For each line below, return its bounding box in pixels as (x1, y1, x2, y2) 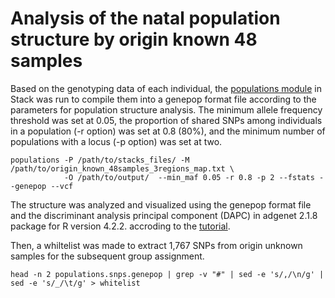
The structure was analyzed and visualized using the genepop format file (10, 198, 312, 211)
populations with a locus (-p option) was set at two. (10, 135, 223, 147)
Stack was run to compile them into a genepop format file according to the (10, 93, 317, 105)
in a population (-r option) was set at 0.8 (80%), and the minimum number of (10, 125, 326, 137)
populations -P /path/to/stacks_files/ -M (10, 155, 190, 165)
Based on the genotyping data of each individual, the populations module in (10, 82, 322, 94)
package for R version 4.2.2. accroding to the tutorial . (10, 220, 231, 232)
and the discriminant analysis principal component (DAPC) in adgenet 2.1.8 (10, 209, 318, 221)
